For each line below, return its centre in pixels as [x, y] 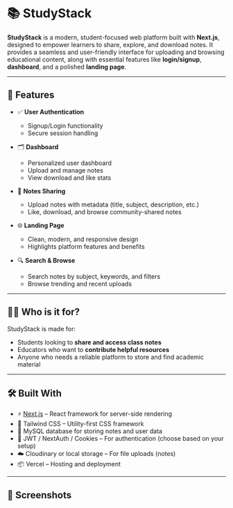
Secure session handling [63, 133]
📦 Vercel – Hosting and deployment [69, 464]
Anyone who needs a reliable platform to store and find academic [111, 357]
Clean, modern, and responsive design [83, 239]
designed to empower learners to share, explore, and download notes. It [110, 44]
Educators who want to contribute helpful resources [93, 349]
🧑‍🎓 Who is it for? [44, 312]
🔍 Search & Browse [46, 260]
